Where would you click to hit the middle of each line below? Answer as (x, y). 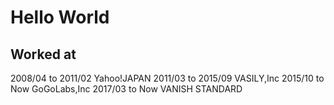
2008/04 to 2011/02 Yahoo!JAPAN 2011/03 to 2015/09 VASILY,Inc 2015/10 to (167, 78)
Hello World (60, 17)
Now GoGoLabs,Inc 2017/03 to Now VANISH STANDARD (126, 89)
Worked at (43, 54)
